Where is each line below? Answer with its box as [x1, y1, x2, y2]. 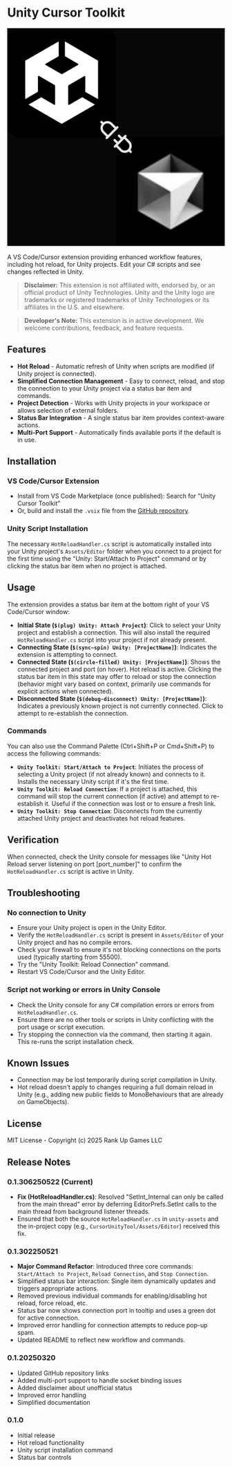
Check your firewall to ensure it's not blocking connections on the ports [17, 946, 221, 954]
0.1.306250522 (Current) [7, 1177, 93, 1186]
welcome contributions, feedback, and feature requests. [23, 324, 184, 332]
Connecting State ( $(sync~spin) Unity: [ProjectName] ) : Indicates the [17, 643, 217, 651]
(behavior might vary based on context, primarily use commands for [17, 680, 211, 688]
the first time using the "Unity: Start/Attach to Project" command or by [7, 554, 207, 563]
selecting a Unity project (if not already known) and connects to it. [17, 769, 206, 778]
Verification [7, 834, 59, 846]
